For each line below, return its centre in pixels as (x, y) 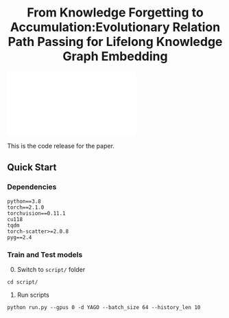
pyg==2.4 (20, 237)
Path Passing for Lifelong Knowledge (115, 42)
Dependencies (32, 187)
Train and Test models (45, 254)
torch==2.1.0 (26, 207)
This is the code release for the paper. (61, 146)
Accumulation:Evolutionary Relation (115, 27)
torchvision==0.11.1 (37, 213)
